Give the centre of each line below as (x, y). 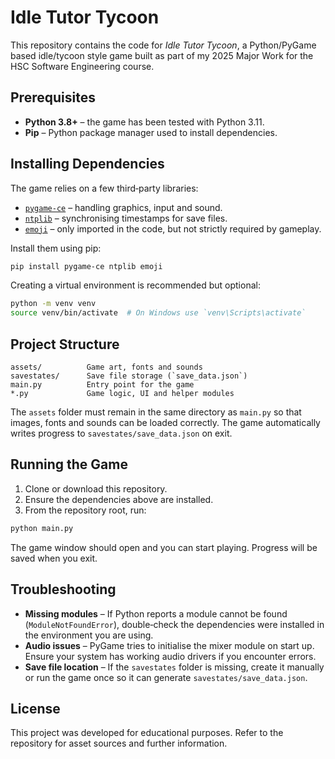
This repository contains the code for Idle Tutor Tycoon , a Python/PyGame (163, 45)
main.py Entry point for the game (102, 385)
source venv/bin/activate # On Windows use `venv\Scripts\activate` (158, 313)
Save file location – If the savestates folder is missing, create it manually (174, 667)
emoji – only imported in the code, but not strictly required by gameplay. (173, 228)
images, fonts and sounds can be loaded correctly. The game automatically (165, 422)
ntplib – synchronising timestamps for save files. (126, 218)
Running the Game (69, 464)
